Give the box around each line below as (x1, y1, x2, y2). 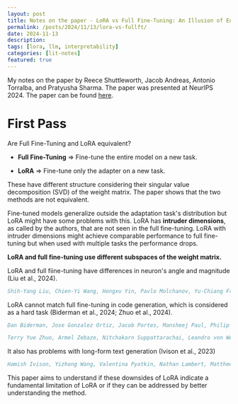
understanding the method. (7, 388, 87, 397)
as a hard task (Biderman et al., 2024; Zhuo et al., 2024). (7, 308, 173, 316)
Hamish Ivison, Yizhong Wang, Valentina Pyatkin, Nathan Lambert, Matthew (7, 361, 233, 368)
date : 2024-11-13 (7, 30, 59, 37)
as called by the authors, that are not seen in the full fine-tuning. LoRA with (7, 224, 227, 232)
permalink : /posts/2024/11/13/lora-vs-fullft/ (7, 23, 147, 30)
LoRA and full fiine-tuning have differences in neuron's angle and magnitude (7, 266, 230, 275)
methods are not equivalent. (7, 195, 90, 204)
